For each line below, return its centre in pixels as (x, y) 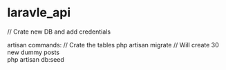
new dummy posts (34, 52)
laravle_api (39, 13)
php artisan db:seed (36, 59)
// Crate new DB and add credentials (59, 32)
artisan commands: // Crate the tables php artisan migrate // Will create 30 (113, 45)
